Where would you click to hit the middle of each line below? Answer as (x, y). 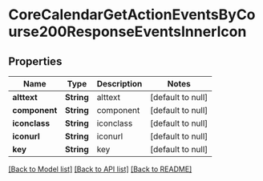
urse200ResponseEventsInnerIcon (127, 32)
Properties (35, 61)
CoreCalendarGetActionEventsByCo (132, 15)
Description (119, 84)
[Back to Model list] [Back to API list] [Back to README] (100, 169)
